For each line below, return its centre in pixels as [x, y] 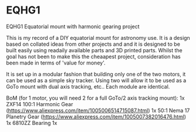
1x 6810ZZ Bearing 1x [32, 123]
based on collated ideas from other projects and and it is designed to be [93, 44]
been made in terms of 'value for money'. [56, 63]
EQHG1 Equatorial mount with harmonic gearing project [73, 26]
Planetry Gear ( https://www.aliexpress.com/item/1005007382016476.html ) [96, 116]
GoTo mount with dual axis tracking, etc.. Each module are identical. [88, 86]
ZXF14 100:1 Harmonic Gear [40, 104]
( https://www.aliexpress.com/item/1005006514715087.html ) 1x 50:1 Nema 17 [98, 110]
